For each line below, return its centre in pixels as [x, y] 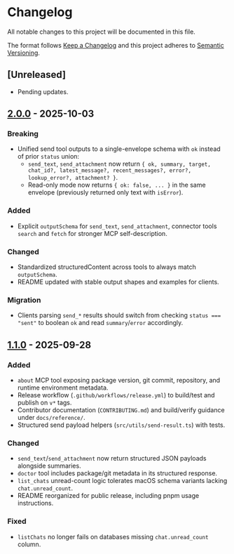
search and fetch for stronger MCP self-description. [92, 233]
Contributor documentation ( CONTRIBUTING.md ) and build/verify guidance [121, 410]
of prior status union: [48, 157]
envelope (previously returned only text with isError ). [105, 192]
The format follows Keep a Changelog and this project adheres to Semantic [116, 45]
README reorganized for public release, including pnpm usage [108, 496]
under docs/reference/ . [51, 418]
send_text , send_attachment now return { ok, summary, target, [119, 164]
